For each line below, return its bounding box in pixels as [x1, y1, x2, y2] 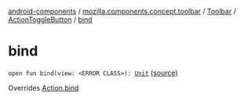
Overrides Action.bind [8, 83, 79, 92]
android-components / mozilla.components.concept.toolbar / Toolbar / [8, 7, 237, 16]
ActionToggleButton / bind [8, 15, 93, 24]
